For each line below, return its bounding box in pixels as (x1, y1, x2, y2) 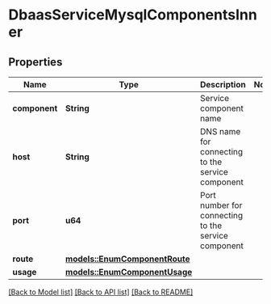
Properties (8, 55, 63, 69)
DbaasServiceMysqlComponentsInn (8, 6, 258, 24)
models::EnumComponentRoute (65, 253, 191, 264)
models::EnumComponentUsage (65, 267, 193, 277)
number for (200, 200, 243, 211)
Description (200, 79, 246, 90)
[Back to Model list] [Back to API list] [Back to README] (8, 287, 194, 297)
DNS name (200, 126, 241, 137)
